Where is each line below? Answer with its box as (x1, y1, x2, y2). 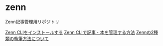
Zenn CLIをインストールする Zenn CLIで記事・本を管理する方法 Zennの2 (5, 29, 154, 35)
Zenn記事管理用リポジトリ (5, 18, 60, 24)
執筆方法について (13, 35, 49, 41)
